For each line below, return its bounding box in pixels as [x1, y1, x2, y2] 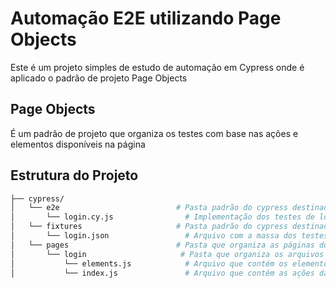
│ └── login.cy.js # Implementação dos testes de [10, 212, 315, 222]
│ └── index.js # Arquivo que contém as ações [10, 268, 315, 278]
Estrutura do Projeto [10, 167, 139, 184]
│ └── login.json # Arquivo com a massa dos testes [10, 231, 329, 241]
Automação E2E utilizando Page [10, 7, 282, 30]
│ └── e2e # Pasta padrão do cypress [10, 203, 288, 213]
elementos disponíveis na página [10, 138, 146, 150]
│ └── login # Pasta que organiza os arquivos [10, 249, 325, 259]
